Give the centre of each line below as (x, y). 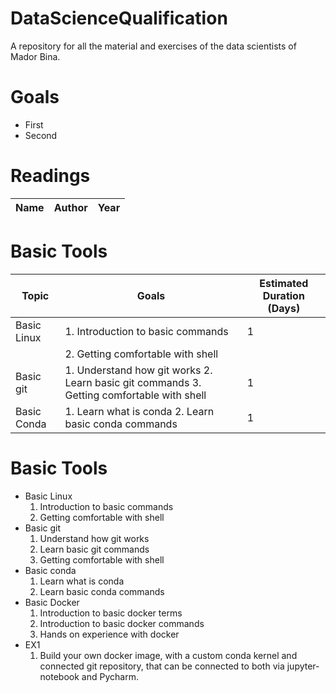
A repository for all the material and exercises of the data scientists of (153, 46)
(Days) (284, 308)
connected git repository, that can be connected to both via (162, 666)
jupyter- (303, 666)
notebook (59, 676)
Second (41, 135)
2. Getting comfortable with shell (141, 354)
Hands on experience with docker (109, 634)
